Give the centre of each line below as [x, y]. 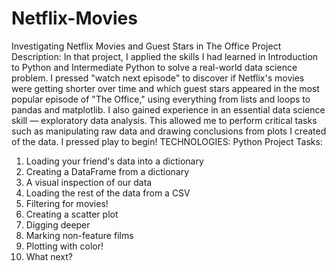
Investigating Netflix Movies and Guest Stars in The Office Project [146, 46]
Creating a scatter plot [72, 214]
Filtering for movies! [67, 203]
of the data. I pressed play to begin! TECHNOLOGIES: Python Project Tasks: [167, 141]
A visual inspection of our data [89, 182]
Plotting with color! [64, 246]
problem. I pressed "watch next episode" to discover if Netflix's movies [158, 78]
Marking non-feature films [79, 235]
